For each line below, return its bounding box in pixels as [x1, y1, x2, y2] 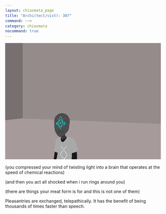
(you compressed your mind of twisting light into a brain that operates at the [5, 164, 160, 170]
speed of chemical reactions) [5, 170, 65, 176]
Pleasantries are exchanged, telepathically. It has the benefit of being [5, 198, 146, 204]
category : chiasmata [5, 24, 48, 29]
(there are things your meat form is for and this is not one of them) [5, 188, 140, 194]
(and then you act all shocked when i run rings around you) [5, 179, 125, 185]
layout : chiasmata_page [5, 8, 54, 13]
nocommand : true [5, 29, 39, 34]
